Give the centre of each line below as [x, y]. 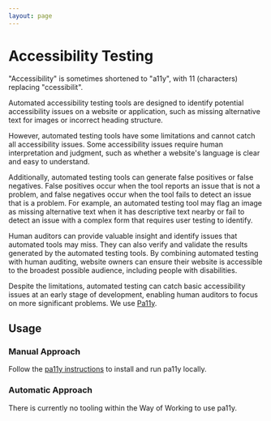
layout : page [30, 16]
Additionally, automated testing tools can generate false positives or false [131, 177]
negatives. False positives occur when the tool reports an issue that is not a [134, 185]
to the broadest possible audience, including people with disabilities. [123, 270]
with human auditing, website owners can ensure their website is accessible [135, 262]
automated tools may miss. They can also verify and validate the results [128, 245]
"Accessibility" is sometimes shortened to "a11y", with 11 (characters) [123, 79]
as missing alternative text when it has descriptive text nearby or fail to [127, 211]
